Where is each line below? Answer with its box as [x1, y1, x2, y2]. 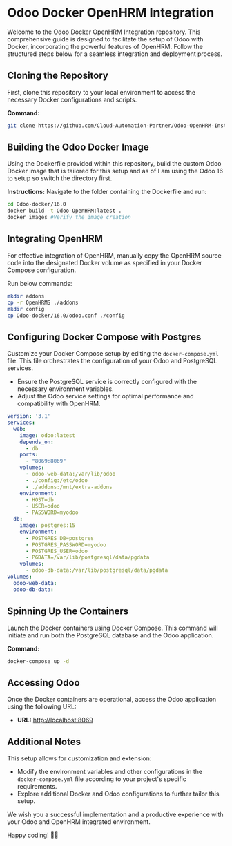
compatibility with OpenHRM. [17, 399, 101, 408]
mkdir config [7, 305, 45, 312]
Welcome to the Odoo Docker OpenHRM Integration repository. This [7, 28, 201, 36]
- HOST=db [25, 496, 54, 503]
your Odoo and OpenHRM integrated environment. [7, 818, 151, 826]
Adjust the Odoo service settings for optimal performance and [17, 392, 195, 401]
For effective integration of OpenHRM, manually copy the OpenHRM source [7, 251, 222, 260]
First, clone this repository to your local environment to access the [7, 88, 195, 96]
